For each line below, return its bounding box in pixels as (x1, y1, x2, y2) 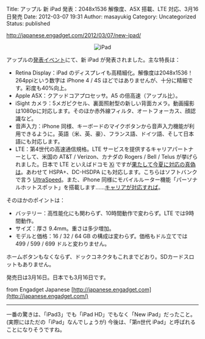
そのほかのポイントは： (6, 197, 65, 203)
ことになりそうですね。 (6, 326, 65, 333)
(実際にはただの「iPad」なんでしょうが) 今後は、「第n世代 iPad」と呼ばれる (6, 318, 196, 326)
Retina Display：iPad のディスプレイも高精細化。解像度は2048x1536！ (15, 69, 193, 76)
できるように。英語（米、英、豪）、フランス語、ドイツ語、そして (20, 130, 184, 137)
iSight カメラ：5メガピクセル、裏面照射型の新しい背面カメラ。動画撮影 (15, 100, 195, 107)
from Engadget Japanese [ (6, 286, 74, 293)
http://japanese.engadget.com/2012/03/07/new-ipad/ (6, 32, 142, 38)
